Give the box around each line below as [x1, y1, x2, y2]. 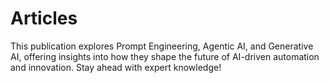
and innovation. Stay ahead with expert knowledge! [10, 61, 222, 73]
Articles [10, 7, 78, 30]
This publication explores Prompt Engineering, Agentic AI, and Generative [10, 40, 314, 52]
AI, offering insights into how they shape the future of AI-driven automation [10, 50, 320, 62]
